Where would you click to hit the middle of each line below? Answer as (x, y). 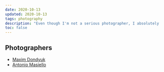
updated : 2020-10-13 (26, 14)
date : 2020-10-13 (23, 10)
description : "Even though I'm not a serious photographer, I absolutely (82, 23)
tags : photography (24, 19)
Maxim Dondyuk (29, 59)
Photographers (29, 48)
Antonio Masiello (29, 65)
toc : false (16, 28)
